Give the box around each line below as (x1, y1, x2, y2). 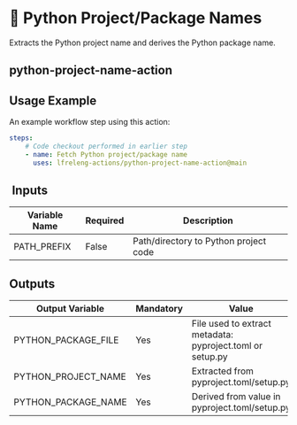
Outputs (9, 276, 56, 291)
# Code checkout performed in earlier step (25, 142, 188, 151)
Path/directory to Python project (132, 235, 267, 247)
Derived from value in (191, 390, 281, 403)
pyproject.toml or (191, 340, 263, 352)
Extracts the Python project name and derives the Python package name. (9, 37, 276, 48)
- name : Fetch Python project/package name (25, 150, 188, 158)
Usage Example (9, 93, 97, 108)
